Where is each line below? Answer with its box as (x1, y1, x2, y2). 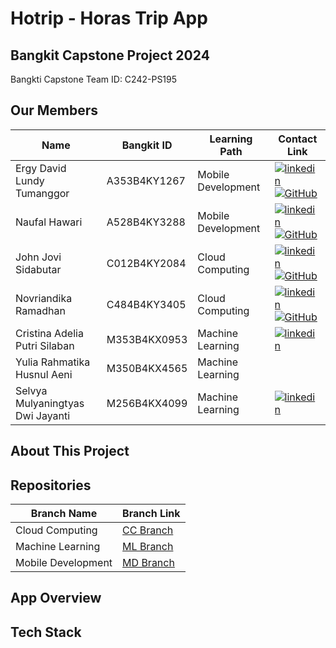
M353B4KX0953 (106, 332, 188, 346)
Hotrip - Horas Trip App (10, 7, 208, 30)
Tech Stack (10, 623, 82, 641)
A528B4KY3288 (106, 215, 186, 229)
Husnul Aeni (15, 367, 73, 381)
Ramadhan (15, 303, 66, 317)
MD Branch (122, 556, 175, 570)
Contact (278, 132, 318, 146)
